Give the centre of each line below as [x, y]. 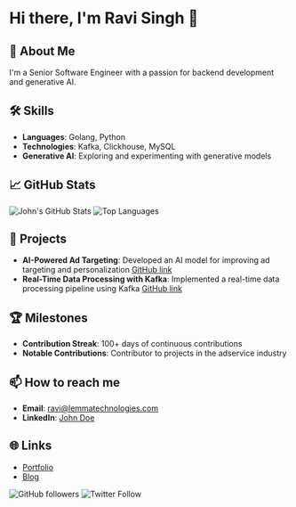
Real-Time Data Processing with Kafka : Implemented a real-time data [151, 279]
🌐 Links [31, 446]
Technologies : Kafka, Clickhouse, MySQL [99, 146]
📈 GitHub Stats [52, 185]
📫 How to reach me [65, 382]
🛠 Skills [32, 111]
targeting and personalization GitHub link [97, 270]
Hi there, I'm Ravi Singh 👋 [104, 18]
